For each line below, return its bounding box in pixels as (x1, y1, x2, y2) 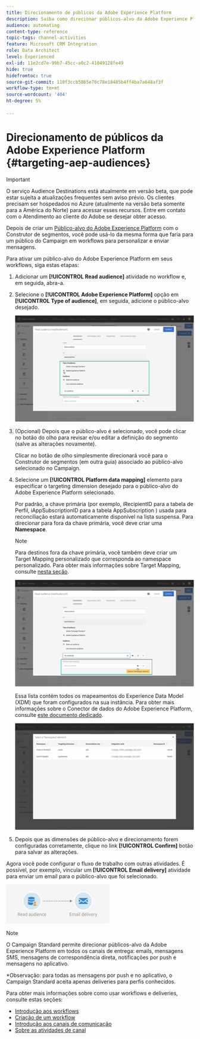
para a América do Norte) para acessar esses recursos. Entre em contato (6, 206, 186, 213)
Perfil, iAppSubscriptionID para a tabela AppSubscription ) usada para (14, 507, 186, 514)
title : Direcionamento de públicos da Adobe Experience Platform (6, 10, 171, 16)
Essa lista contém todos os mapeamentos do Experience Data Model (14, 692, 184, 699)
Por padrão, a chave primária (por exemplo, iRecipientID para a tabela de (14, 501, 193, 508)
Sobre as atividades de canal (14, 1026, 86, 1034)
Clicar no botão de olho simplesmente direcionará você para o (14, 452, 168, 459)
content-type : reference (6, 29, 68, 35)
